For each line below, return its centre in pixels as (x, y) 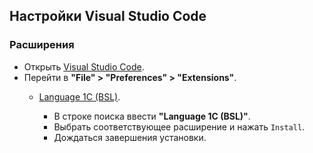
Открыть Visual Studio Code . (84, 66)
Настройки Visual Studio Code (108, 16)
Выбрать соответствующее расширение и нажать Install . (179, 126)
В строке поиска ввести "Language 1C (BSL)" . (152, 116)
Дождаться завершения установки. (130, 137)
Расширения (42, 45)
